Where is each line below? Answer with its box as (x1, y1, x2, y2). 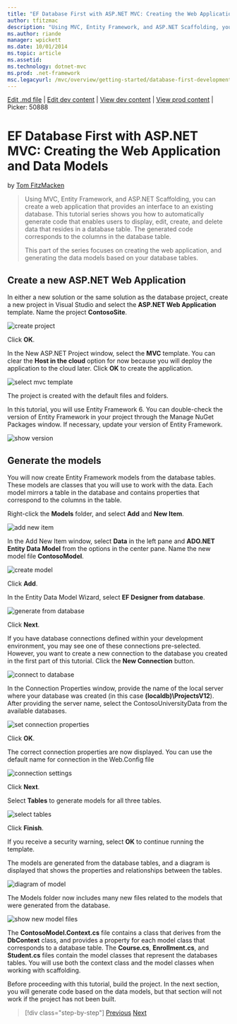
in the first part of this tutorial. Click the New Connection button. (7, 656, 195, 665)
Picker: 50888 (7, 103, 49, 112)
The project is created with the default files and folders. (7, 392, 169, 400)
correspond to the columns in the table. (7, 496, 122, 504)
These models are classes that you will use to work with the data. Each (7, 480, 213, 489)
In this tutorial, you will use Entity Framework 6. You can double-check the (7, 405, 224, 414)
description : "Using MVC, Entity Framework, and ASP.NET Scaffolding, (7, 23, 219, 30)
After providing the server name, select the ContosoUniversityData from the (7, 699, 228, 707)
